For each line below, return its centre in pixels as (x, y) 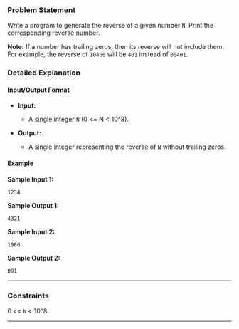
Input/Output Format (38, 90)
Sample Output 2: (34, 258)
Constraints (28, 296)
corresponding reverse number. (54, 33)
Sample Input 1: (31, 179)
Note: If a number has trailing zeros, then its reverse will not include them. (116, 47)
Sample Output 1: (33, 205)
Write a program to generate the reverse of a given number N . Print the (111, 26)
